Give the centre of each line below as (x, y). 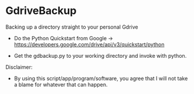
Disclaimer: (19, 67)
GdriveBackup (41, 11)
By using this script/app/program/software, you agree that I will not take (101, 78)
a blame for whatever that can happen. (61, 84)
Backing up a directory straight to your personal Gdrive (72, 27)
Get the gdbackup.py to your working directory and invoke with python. (100, 55)
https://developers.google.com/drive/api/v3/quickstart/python (89, 44)
